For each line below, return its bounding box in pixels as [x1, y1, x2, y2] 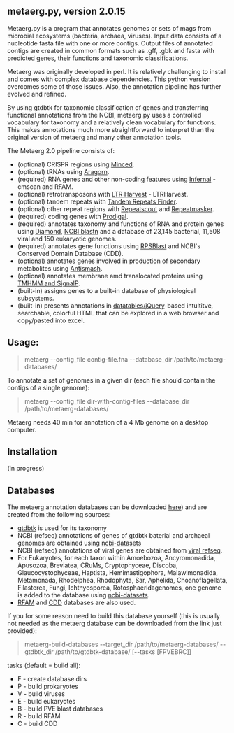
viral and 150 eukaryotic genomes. [17, 234, 117, 243]
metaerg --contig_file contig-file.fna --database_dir [24, 355, 173, 363]
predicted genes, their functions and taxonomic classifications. [7, 54, 189, 62]
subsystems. [17, 294, 54, 302]
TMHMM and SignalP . [17, 279, 80, 287]
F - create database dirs [17, 675, 87, 683]
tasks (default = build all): [7, 661, 80, 670]
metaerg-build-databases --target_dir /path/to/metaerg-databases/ [24, 640, 219, 649]
